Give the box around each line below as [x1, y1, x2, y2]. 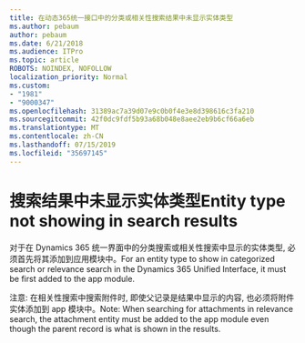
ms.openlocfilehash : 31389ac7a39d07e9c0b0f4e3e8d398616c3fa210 [9, 106, 255, 116]
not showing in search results [9, 210, 239, 231]
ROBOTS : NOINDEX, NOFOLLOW [9, 65, 112, 74]
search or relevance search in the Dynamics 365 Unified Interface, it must [9, 263, 287, 274]
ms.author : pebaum [9, 22, 79, 31]
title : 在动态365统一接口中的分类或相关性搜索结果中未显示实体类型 [9, 13, 234, 23]
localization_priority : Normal [9, 73, 128, 82]
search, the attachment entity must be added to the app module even [9, 313, 269, 324]
